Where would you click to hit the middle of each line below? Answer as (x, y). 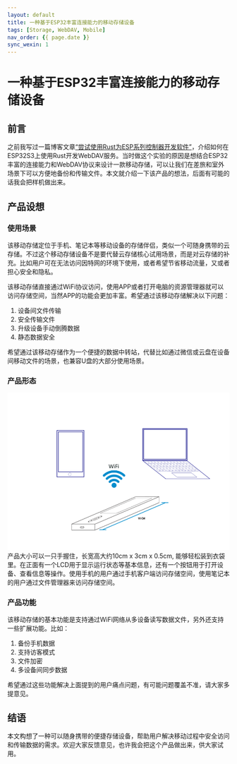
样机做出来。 (50, 182)
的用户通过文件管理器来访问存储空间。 (63, 583)
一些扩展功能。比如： (38, 628)
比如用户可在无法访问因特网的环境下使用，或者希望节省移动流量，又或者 (124, 263)
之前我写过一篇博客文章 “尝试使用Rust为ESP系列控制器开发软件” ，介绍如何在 (118, 147)
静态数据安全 (36, 337)
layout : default (31, 15)
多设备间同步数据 (42, 669)
